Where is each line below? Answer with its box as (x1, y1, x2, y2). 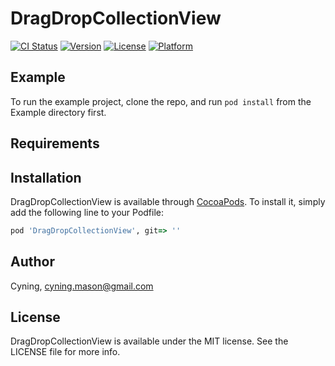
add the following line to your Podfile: (10, 206, 165, 218)
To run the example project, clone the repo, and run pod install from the (10, 95, 312, 107)
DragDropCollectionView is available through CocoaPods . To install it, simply (10, 195, 326, 207)
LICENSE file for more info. (10, 346, 121, 358)
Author (10, 253, 55, 271)
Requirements (10, 135, 100, 152)
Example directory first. (10, 106, 107, 118)
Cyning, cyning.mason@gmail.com (10, 280, 154, 292)
